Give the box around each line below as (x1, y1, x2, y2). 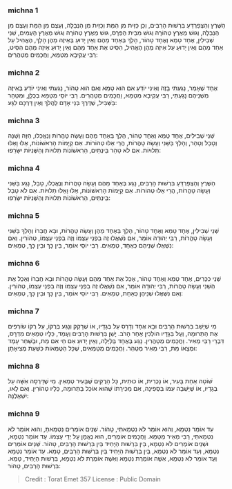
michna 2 (8, 68, 40, 77)
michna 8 (8, 362, 40, 371)
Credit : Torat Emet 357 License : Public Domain (24, 474, 161, 483)
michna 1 (8, 6, 39, 15)
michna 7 (8, 306, 40, 316)
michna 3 (8, 116, 40, 125)
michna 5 (8, 211, 40, 221)
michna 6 (8, 259, 40, 268)
